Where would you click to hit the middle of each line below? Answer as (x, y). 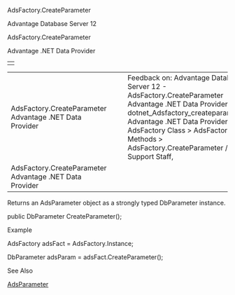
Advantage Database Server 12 (52, 23)
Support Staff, (150, 157)
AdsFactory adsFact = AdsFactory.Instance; (71, 243)
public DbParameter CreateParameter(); (65, 216)
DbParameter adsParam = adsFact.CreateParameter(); (85, 257)
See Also (20, 270)
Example (20, 230)
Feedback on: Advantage (169, 78)
